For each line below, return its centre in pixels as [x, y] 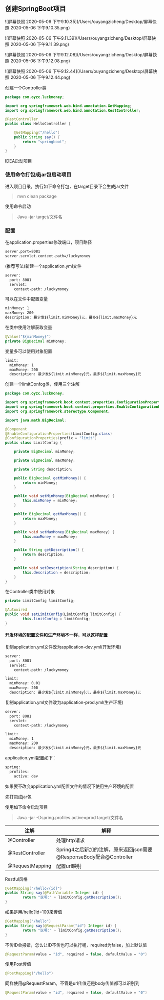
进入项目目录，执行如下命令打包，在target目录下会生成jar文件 [67, 186]
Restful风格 [16, 879]
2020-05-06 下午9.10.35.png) [40, 27]
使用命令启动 [18, 206]
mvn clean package [37, 196]
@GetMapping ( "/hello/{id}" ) [34, 888]
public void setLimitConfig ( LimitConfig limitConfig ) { [63, 614]
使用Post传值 [18, 964]
